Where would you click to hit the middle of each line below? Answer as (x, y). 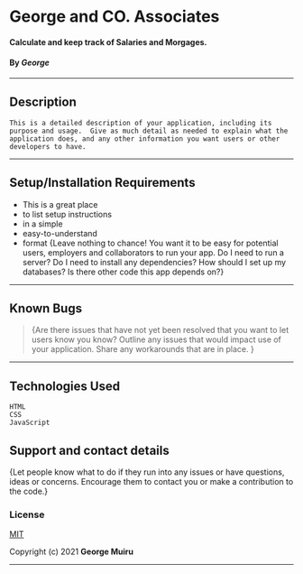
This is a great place (60, 204)
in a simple (42, 224)
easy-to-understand (60, 233)
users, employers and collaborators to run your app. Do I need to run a (153, 252)
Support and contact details (89, 450)
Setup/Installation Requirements (102, 183)
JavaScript (30, 423)
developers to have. (48, 146)
